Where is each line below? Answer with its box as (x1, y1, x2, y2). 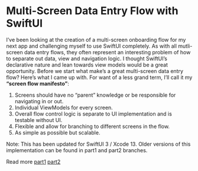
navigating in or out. (14, 97, 64, 104)
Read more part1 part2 (6, 158, 61, 165)
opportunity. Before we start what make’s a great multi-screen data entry (6, 67, 184, 74)
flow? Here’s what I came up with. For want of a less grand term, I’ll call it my (6, 74, 193, 81)
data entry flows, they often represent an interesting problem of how (24, 48, 191, 55)
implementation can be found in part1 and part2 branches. (6, 146, 148, 154)
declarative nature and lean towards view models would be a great (6, 61, 168, 68)
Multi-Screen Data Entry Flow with (6, 4, 178, 18)
